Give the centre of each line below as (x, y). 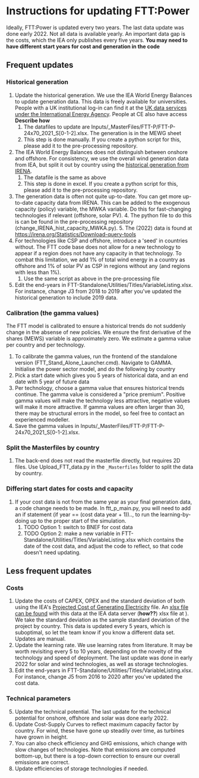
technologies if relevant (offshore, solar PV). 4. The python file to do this (103, 215)
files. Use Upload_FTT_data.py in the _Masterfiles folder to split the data (104, 467)
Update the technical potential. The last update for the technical (93, 711)
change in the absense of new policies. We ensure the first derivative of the (99, 332)
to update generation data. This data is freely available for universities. (101, 101)
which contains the (160, 539)
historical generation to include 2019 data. (66, 297)
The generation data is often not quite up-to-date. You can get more (98, 196)
